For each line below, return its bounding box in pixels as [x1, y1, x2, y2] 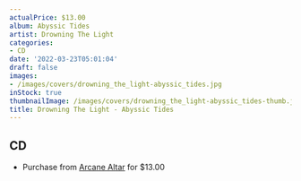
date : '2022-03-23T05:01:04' [9, 55, 118, 64]
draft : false [9, 64, 58, 73]
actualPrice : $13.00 [9, 13, 87, 22]
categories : [9, 38, 54, 47]
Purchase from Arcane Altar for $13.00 [21, 162, 166, 173]
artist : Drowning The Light [9, 30, 115, 39]
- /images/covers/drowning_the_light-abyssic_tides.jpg [9, 80, 222, 89]
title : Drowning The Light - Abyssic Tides [9, 105, 175, 114]
